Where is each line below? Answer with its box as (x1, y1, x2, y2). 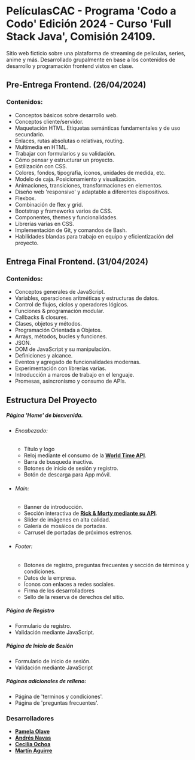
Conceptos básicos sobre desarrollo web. (14, 111, 118, 118)
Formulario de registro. (14, 622, 72, 629)
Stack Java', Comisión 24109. (6, 30, 156, 43)
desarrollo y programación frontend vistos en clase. (6, 62, 133, 70)
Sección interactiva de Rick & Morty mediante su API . (23, 509, 157, 517)
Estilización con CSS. (14, 162, 68, 169)
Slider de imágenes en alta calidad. (23, 516, 111, 523)
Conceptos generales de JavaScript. (14, 288, 105, 296)
